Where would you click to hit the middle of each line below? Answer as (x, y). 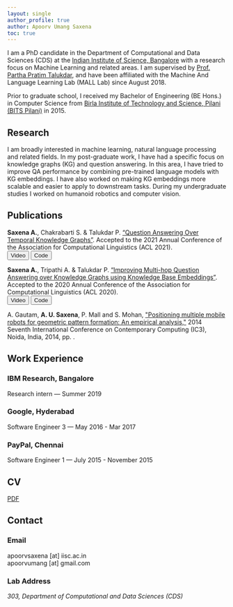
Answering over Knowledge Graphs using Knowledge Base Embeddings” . (112, 277)
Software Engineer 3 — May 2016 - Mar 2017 (72, 427)
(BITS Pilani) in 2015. (37, 111)
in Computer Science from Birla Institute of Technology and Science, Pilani (114, 103)
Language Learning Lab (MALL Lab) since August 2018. (87, 82)
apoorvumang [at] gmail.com (49, 563)
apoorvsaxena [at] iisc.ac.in (47, 555)
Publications (35, 215)
